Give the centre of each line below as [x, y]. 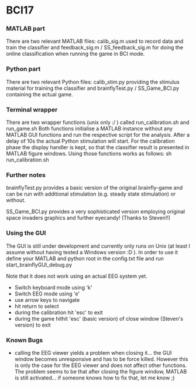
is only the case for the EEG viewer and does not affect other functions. [101, 365]
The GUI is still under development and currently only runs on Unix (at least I [98, 246]
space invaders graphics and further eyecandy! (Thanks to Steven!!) [88, 218]
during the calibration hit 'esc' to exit [59, 312]
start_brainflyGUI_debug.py [39, 264]
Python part [23, 69]
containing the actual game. [39, 94]
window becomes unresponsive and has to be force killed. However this [101, 359]
